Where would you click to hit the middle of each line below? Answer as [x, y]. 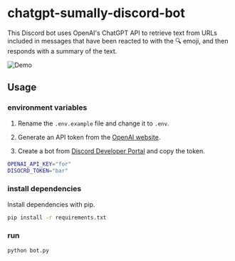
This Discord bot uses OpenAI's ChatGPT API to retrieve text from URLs [112, 33]
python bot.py [28, 250]
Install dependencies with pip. [51, 204]
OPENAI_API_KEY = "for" [40, 164]
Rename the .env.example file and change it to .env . [93, 123]
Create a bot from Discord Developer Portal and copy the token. [111, 150]
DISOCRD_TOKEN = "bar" [38, 170]
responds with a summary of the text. [62, 51]
